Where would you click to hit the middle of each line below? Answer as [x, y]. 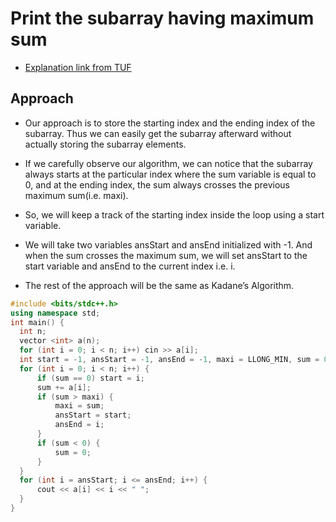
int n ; [33, 332]
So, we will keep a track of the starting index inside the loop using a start [174, 214]
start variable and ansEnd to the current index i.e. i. [130, 266]
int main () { [37, 322]
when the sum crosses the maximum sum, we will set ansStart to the [166, 255]
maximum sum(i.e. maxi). [76, 195]
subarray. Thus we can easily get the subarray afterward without [158, 133]
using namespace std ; [55, 313]
